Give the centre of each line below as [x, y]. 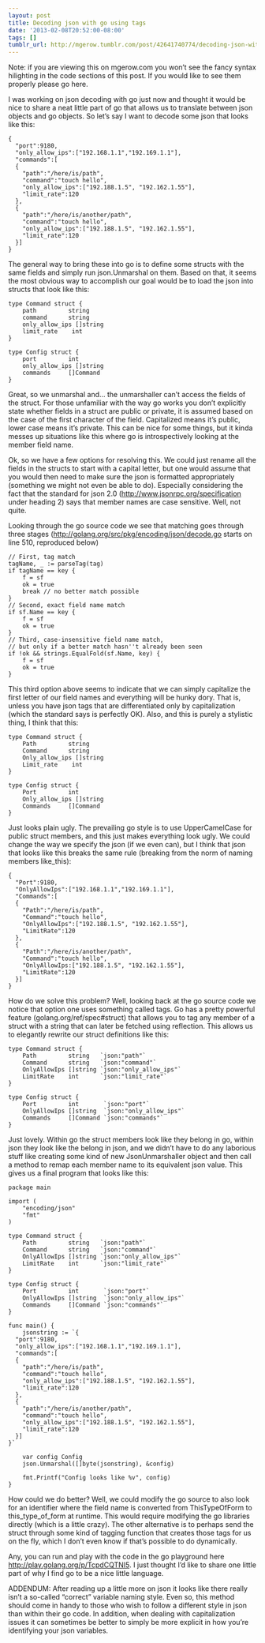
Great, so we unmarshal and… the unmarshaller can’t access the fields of [127, 395]
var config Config [52, 1457]
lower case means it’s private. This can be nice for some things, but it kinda [131, 428]
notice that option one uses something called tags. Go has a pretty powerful [132, 1009]
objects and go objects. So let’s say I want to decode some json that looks [128, 116]
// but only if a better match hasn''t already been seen [105, 647]
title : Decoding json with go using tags [77, 23]
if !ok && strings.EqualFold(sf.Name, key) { [84, 654]
